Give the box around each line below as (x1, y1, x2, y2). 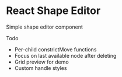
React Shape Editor (6, 4, 101, 17)
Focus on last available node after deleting (14, 52, 117, 59)
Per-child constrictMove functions (14, 45, 97, 53)
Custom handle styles (14, 64, 67, 71)
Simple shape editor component (6, 23, 83, 30)
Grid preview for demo (14, 58, 69, 65)
